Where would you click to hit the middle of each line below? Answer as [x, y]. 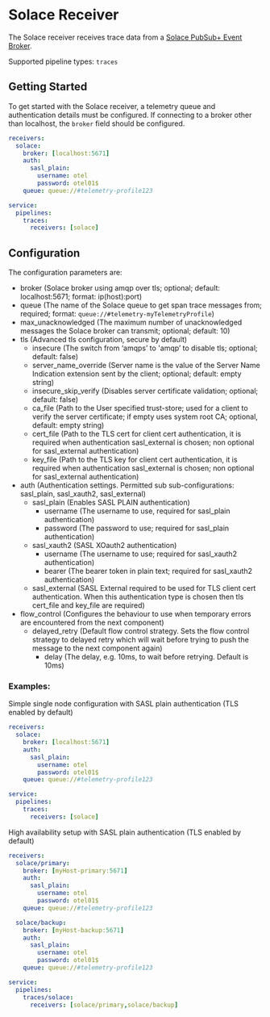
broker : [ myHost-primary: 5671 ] [75, 871]
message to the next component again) [97, 648]
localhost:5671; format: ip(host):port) [81, 297]
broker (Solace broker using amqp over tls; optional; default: [120, 288]
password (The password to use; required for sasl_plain [137, 528]
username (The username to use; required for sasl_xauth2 [141, 554]
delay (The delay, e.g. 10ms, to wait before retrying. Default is [146, 657]
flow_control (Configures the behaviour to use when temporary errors [135, 614]
